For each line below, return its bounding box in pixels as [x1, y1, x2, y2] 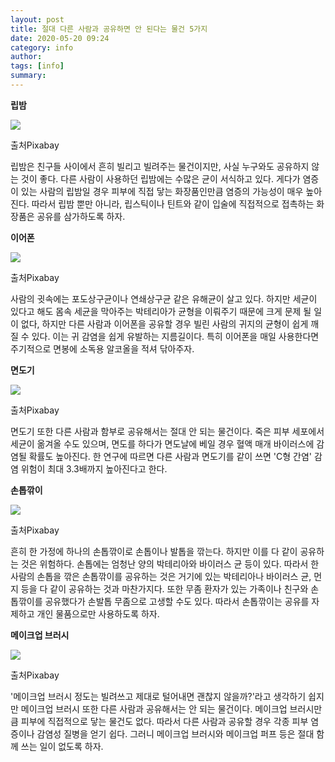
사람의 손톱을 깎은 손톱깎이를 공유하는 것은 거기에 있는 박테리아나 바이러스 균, [10, 570, 312, 582]
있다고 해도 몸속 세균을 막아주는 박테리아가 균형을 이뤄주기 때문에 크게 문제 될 [10, 305, 312, 317]
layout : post [10, 14, 65, 25]
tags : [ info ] [10, 61, 65, 71]
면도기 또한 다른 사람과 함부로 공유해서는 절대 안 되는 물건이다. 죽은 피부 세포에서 [10, 425, 325, 437]
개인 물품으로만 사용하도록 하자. [36, 607, 160, 620]
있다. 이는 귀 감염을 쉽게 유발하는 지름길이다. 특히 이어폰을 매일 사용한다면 [31, 330, 320, 342]
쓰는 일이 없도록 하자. [20, 740, 104, 752]
